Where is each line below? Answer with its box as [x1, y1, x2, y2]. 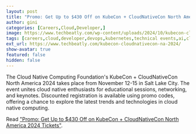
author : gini [6, 19, 38, 25]
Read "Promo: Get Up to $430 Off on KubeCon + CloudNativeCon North [6, 115, 179, 122]
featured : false [6, 52, 45, 58]
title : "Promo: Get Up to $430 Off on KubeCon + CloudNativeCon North [6, 14, 181, 20]
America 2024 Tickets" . [6, 122, 63, 129]
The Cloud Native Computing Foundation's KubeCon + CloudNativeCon [6, 73, 178, 80]
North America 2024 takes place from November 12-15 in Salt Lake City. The [6, 79, 190, 86]
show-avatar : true [6, 47, 51, 52]
